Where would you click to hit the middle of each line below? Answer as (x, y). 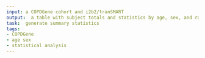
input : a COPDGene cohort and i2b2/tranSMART (65, 12)
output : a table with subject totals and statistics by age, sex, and (99, 18)
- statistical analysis (37, 46)
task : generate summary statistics (53, 23)
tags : (13, 29)
